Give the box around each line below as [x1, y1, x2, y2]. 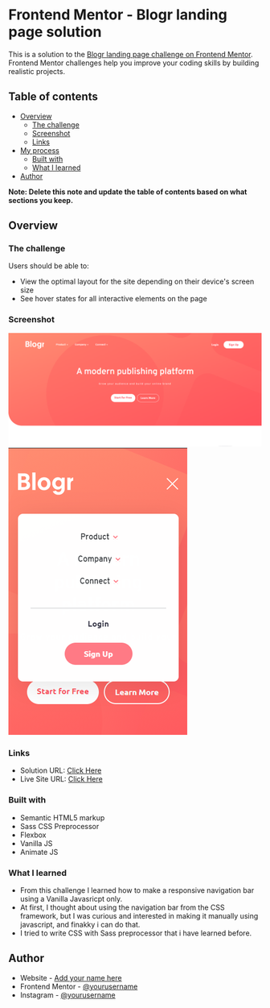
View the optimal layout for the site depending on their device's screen [19, 276, 255, 287]
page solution [8, 23, 102, 41]
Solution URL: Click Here [19, 765, 102, 775]
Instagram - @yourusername [19, 989, 116, 1000]
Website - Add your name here [19, 973, 122, 982]
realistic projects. [8, 66, 66, 76]
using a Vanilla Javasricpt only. [19, 894, 123, 904]
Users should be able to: [8, 261, 90, 271]
